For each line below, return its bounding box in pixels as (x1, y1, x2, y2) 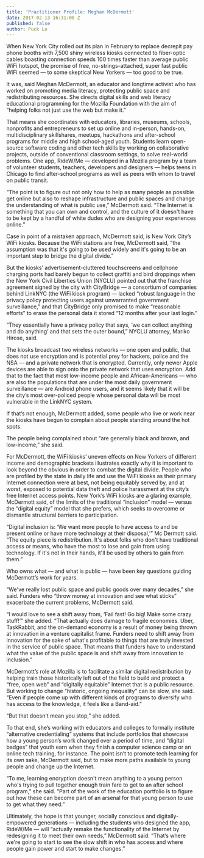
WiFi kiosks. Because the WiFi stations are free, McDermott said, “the (6, 239, 181, 247)
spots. (6, 423, 23, 431)
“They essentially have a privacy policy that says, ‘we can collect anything (6, 321, 192, 329)
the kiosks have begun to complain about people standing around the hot (6, 416, 190, 424)
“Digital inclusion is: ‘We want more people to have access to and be (6, 523, 178, 531)
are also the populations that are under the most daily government (6, 379, 172, 386)
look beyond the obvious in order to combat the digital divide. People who (6, 466, 192, 473)
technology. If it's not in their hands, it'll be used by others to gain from (6, 549, 184, 556)
